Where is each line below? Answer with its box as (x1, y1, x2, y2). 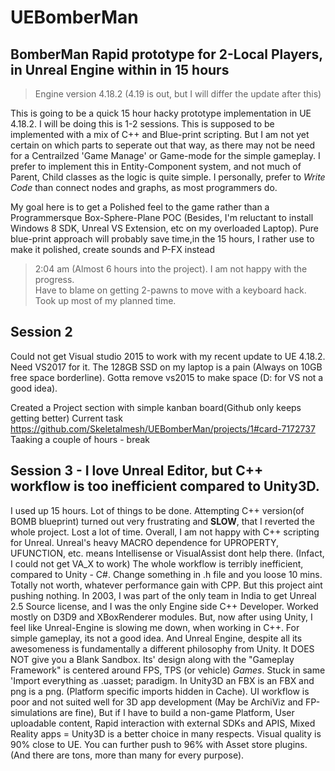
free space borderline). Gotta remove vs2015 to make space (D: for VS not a (10, 371, 324, 383)
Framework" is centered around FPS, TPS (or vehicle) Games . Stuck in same (10, 664, 326, 676)
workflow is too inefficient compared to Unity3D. (10, 478, 320, 495)
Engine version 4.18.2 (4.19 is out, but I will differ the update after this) (34, 88, 322, 100)
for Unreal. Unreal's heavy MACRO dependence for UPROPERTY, (10, 536, 280, 548)
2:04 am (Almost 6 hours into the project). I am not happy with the (34, 263, 308, 275)
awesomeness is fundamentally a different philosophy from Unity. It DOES (10, 642, 315, 655)
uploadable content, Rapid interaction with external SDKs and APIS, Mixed (10, 717, 316, 729)
